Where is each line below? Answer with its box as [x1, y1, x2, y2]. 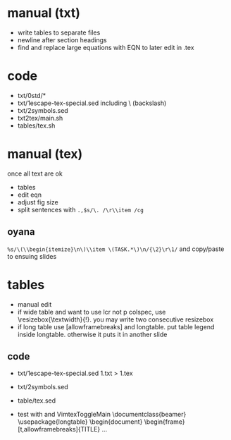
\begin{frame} [144, 417, 185, 426]
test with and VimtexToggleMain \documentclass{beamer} [17, 410, 187, 419]
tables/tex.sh [17, 121, 56, 130]
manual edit [17, 300, 52, 308]
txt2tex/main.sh [17, 114, 63, 122]
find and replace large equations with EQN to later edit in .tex [17, 43, 195, 51]
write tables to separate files [17, 28, 101, 37]
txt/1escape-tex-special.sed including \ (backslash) [17, 99, 167, 107]
